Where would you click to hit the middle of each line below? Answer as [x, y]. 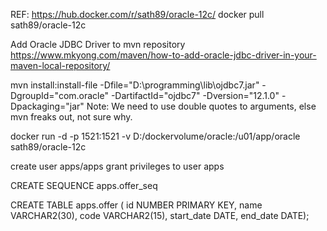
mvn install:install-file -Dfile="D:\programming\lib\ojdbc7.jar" [135, 85]
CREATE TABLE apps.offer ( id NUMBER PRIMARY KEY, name [136, 205]
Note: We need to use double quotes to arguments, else [201, 106]
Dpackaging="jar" [47, 106]
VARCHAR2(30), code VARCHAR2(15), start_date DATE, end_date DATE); [160, 215]
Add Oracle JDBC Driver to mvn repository [98, 44]
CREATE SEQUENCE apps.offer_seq [84, 185]
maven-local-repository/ [60, 65]
